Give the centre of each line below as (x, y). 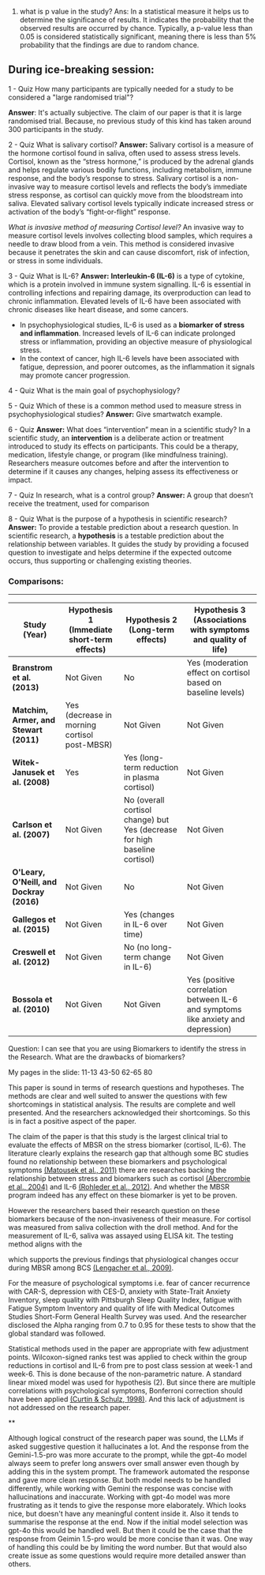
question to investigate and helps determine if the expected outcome (120, 552)
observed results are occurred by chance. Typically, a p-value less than (136, 28)
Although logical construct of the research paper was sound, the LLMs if (126, 1438)
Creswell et (34, 953)
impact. (21, 479)
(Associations (220, 620)
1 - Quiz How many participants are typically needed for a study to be (121, 88)
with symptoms (220, 630)
